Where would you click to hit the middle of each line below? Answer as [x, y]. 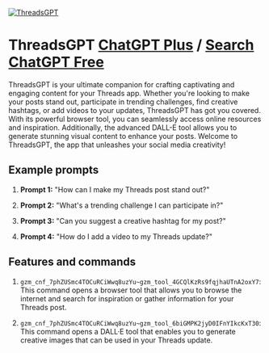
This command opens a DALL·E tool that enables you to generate [128, 331]
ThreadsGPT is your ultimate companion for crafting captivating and [122, 84]
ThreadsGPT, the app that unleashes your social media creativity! [117, 145]
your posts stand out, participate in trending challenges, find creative [123, 102]
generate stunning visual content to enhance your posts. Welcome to [123, 136]
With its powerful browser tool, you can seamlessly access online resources [135, 119]
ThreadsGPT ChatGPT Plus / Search [131, 45]
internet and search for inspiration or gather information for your [127, 298]
